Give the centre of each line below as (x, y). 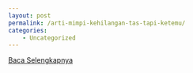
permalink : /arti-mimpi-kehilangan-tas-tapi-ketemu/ (97, 23)
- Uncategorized (49, 38)
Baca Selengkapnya (41, 60)
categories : (28, 30)
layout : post (30, 15)
